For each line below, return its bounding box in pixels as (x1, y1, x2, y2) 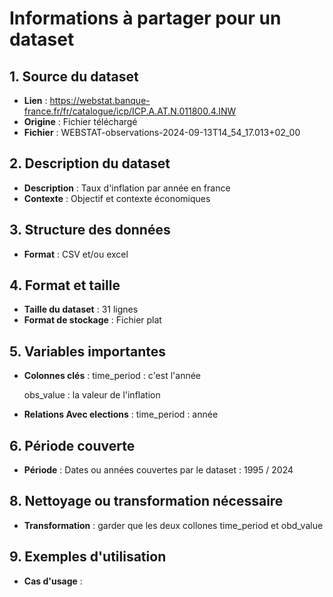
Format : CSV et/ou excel (23, 248, 129, 260)
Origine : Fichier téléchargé (23, 116, 138, 127)
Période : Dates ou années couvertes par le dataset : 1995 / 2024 (23, 464, 294, 476)
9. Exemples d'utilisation (9, 548, 167, 566)
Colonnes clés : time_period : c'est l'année (23, 370, 202, 382)
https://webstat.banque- (49, 95, 151, 106)
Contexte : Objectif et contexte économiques (23, 192, 211, 204)
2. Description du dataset (9, 155, 171, 172)
